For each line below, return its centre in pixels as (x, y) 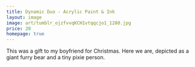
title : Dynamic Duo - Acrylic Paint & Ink (61, 12)
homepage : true (25, 34)
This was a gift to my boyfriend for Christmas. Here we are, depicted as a (98, 51)
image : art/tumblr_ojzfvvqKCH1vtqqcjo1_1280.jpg (69, 23)
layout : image (24, 17)
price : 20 (19, 28)
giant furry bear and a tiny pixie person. (56, 57)
